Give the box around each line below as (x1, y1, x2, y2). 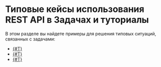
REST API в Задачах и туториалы (5, 14, 149, 25)
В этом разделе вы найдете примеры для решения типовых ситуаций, (5, 30, 156, 36)
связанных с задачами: (5, 36, 56, 42)
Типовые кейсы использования (5, 3, 144, 15)
